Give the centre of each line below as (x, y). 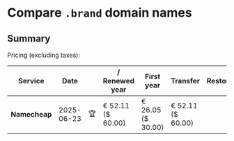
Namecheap (31, 114)
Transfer (185, 81)
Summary (29, 39)
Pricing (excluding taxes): (44, 55)
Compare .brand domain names (100, 13)
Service (31, 81)
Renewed (118, 81)
